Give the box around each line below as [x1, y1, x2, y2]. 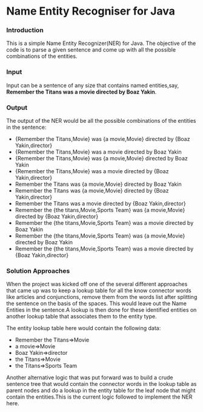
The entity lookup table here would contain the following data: [6, 324, 161, 332]
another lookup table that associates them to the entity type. [6, 313, 157, 320]
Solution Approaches [6, 267, 70, 275]
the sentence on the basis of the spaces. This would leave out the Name [6, 300, 187, 307]
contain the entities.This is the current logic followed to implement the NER [6, 393, 193, 400]
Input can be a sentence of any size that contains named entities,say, [6, 81, 179, 89]
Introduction [6, 26, 44, 35]
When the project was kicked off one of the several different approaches [6, 281, 188, 288]
